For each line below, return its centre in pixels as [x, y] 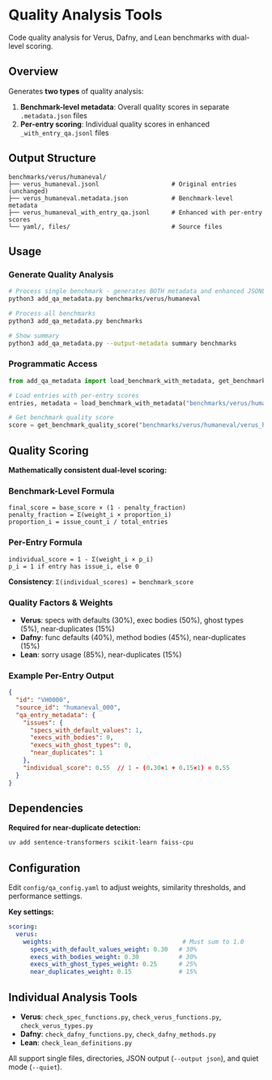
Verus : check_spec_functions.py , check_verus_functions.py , [121, 1017]
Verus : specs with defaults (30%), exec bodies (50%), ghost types [132, 620]
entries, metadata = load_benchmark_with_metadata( [97, 403]
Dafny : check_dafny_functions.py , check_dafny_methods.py [118, 1034]
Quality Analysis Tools [85, 15]
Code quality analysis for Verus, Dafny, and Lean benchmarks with [119, 37]
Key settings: [31, 912]
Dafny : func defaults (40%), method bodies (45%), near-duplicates [133, 637]
